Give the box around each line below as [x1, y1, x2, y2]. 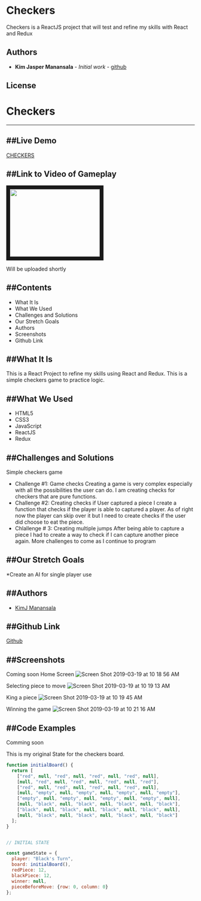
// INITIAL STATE [6, 839, 50, 846]
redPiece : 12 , [11, 867, 47, 873]
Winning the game [6, 705, 51, 713]
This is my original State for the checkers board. [6, 750, 124, 758]
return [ [11, 767, 33, 774]
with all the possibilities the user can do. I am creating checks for [14, 486, 175, 494]
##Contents [6, 283, 52, 293]
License [6, 80, 36, 91]
